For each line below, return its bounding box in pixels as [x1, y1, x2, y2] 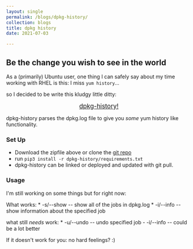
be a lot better [6, 225, 40, 232]
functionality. [6, 121, 38, 128]
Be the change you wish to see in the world [6, 57, 167, 68]
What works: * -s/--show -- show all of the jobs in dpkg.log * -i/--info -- [6, 201, 181, 208]
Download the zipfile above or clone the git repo [14, 149, 132, 156]
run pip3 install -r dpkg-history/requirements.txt [14, 155, 143, 162]
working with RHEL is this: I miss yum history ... [6, 79, 119, 86]
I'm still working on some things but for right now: [6, 190, 127, 197]
